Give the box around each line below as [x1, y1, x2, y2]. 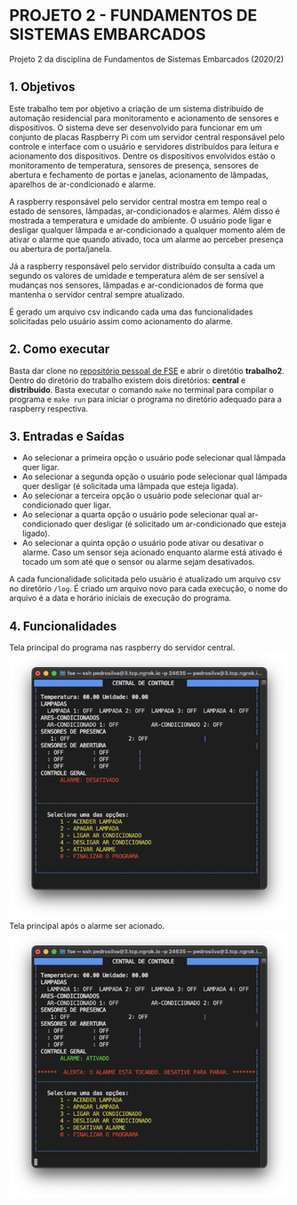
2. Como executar [9, 342, 110, 357]
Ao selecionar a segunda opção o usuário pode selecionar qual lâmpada [21, 471, 287, 482]
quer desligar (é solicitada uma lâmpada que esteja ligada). [21, 481, 239, 492]
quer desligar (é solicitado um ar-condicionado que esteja [74, 518, 286, 530]
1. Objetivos [9, 79, 76, 94]
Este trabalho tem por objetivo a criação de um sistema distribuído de [9, 103, 264, 114]
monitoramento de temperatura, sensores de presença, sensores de [9, 159, 260, 170]
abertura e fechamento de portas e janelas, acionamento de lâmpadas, [9, 169, 269, 180]
